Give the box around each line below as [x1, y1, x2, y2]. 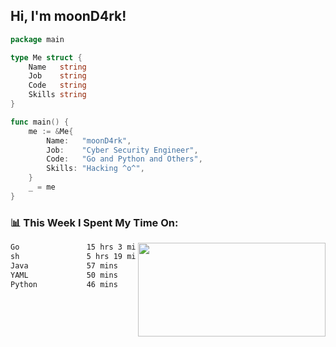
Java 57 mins [10, 260, 118, 271]
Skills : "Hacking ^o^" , [46, 164, 145, 174]
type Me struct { [10, 52, 83, 63]
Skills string [28, 90, 87, 100]
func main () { [10, 117, 70, 127]
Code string [28, 80, 87, 91]
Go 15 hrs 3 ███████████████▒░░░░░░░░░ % [10, 242, 315, 253]
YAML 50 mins [10, 270, 118, 280]
